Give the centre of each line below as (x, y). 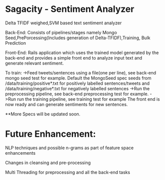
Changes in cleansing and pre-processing (48, 163)
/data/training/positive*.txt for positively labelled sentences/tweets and (77, 83)
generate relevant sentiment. (34, 63)
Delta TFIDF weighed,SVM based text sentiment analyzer (63, 23)
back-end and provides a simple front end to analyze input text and (74, 58)
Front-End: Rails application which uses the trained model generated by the (82, 53)
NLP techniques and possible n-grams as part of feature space (69, 148)
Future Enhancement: (51, 134)
